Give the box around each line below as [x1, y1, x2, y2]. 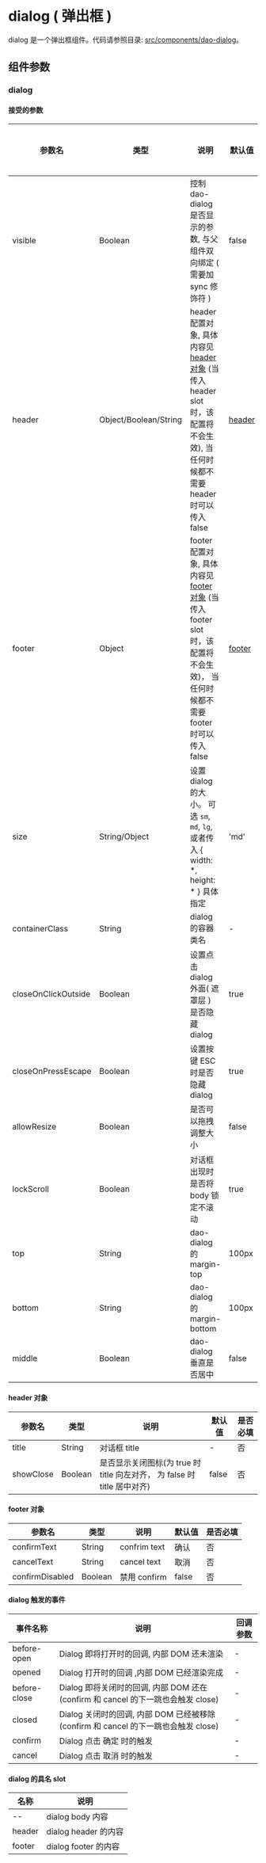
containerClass [12, 924, 69, 935]
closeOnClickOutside [12, 989, 91, 1000]
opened [12, 1667, 41, 1678]
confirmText [12, 1541, 57, 1552]
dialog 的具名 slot [8, 1773, 66, 1783]
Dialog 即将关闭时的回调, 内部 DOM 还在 [59, 1682, 208, 1693]
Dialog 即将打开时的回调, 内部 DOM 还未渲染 [59, 1648, 224, 1659]
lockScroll [12, 1183, 49, 1194]
